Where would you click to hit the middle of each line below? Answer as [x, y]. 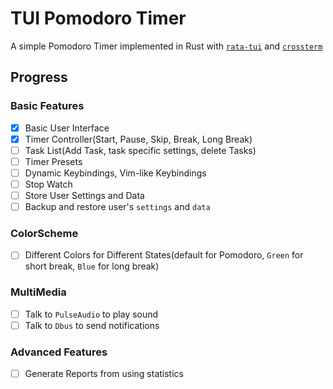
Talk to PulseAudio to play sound [91, 314]
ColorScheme [44, 234]
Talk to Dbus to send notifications [92, 325]
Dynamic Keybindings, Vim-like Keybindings [115, 173]
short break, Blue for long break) [92, 266]
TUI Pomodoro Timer [98, 18]
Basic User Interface [67, 128]
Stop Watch [48, 184]
